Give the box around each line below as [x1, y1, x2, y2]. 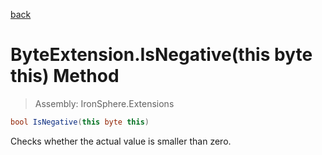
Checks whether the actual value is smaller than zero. [10, 135, 232, 147]
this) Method [10, 65, 120, 88]
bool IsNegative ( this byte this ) [10, 117, 150, 127]
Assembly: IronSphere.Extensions [34, 97, 175, 109]
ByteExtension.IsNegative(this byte [10, 44, 313, 66]
